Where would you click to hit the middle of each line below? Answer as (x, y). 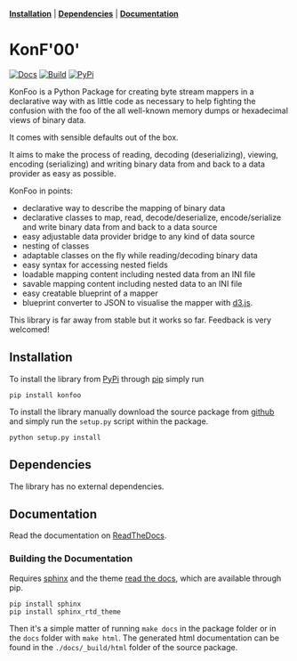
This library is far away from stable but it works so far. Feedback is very (140, 320)
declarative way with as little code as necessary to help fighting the (132, 101)
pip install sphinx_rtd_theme (65, 612)
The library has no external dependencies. (87, 486)
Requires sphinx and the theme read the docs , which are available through (145, 578)
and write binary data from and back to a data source (120, 226)
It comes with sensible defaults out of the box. (94, 137)
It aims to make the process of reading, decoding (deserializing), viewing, (144, 154)
